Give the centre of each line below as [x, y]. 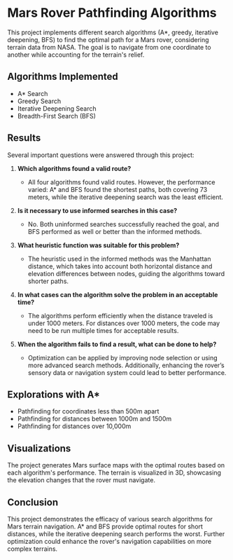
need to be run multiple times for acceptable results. [103, 330]
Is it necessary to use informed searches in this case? [97, 210]
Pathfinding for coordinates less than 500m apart [88, 411]
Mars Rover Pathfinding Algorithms [112, 13]
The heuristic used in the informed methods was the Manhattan [119, 259]
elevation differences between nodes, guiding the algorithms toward [126, 273]
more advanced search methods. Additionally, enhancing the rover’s [126, 365]
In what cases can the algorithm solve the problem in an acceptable [118, 294]
